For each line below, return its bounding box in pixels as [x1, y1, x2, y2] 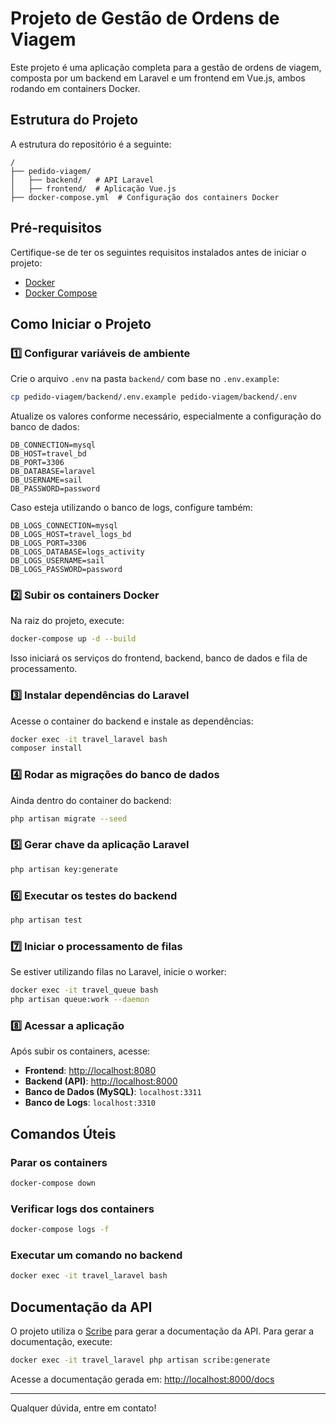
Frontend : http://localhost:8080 [24, 1065, 157, 1077]
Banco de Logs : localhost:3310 [24, 1097, 156, 1109]
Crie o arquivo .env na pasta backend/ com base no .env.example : [10, 373, 280, 385]
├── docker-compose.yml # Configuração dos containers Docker [10, 192, 280, 202]
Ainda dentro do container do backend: [10, 794, 172, 806]
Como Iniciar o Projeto [10, 315, 152, 332]
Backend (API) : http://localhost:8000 [24, 1075, 178, 1087]
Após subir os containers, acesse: [10, 1045, 151, 1057]
